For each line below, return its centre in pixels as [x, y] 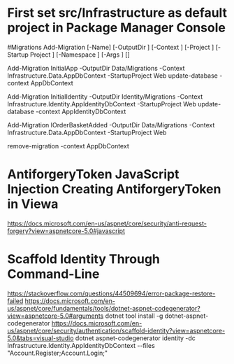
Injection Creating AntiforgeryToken [114, 189]
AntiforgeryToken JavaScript [93, 175]
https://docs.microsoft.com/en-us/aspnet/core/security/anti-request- [107, 223]
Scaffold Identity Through [84, 259]
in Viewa [33, 204]
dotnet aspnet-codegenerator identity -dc [135, 338]
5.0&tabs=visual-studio [41, 338]
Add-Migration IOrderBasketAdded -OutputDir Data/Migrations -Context [111, 125]
